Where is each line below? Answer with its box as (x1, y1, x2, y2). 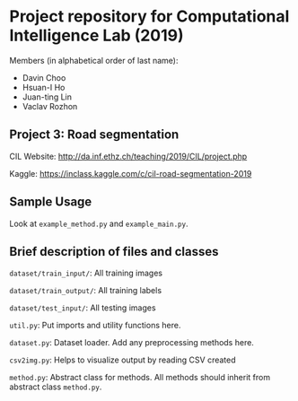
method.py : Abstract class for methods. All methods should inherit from (9, 372, 271, 383)
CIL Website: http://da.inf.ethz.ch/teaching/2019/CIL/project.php (9, 151, 248, 161)
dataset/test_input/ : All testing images (9, 302, 156, 313)
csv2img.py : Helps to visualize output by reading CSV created (9, 354, 236, 365)
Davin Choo (22, 72, 66, 83)
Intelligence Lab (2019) (9, 25, 184, 46)
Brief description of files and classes (9, 244, 219, 259)
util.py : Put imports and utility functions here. (9, 320, 181, 331)
